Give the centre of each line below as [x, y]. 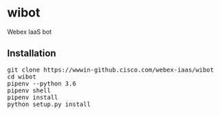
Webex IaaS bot [30, 32]
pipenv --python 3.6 [42, 83]
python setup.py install [49, 104]
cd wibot [22, 76]
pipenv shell [29, 90]
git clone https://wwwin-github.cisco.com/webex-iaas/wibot [111, 70]
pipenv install [33, 97]
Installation [32, 53]
